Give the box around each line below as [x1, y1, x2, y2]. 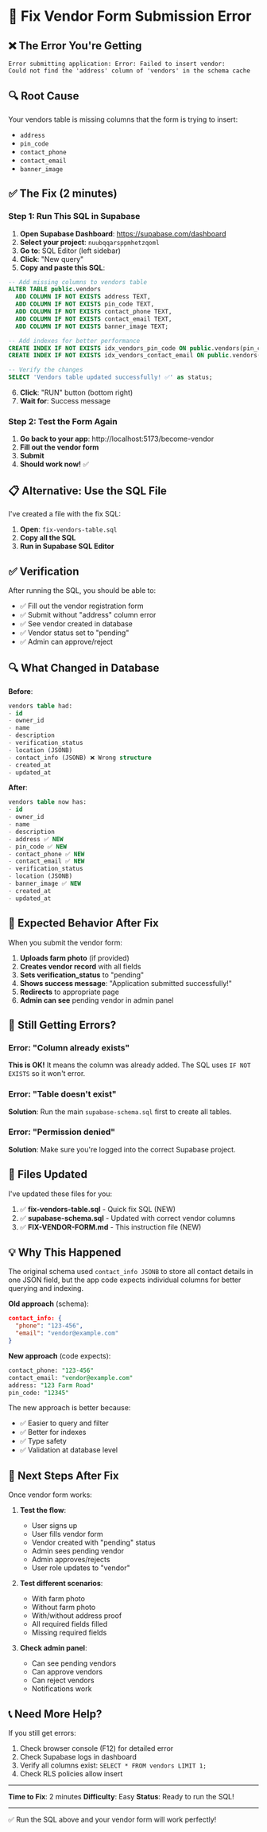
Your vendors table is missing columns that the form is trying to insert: [8, 115, 238, 124]
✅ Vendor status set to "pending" [19, 628, 130, 637]
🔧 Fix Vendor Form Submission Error [8, 7, 252, 25]
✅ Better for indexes [19, 1428, 87, 1437]
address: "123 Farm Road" [8, 1381, 94, 1390]
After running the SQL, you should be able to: [8, 585, 157, 595]
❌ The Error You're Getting [8, 39, 142, 53]
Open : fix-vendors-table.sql [19, 524, 118, 534]
